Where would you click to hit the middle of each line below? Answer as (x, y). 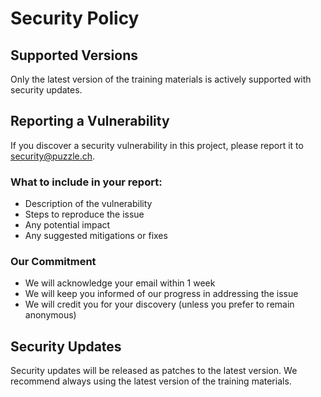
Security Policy (75, 18)
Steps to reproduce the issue (84, 214)
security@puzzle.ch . (53, 156)
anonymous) (50, 315)
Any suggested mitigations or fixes (96, 236)
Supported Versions (74, 55)
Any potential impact (67, 225)
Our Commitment (53, 262)
